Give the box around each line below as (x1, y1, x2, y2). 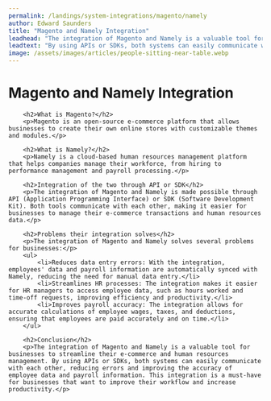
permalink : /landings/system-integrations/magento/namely (8, 11, 207, 20)
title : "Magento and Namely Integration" (8, 27, 150, 35)
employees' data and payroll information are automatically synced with (8, 265, 258, 274)
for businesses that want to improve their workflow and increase (8, 378, 236, 387)
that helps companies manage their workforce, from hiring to (8, 159, 222, 167)
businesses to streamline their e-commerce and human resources (8, 349, 229, 358)
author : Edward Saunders (8, 19, 92, 27)
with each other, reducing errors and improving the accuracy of (8, 364, 232, 372)
